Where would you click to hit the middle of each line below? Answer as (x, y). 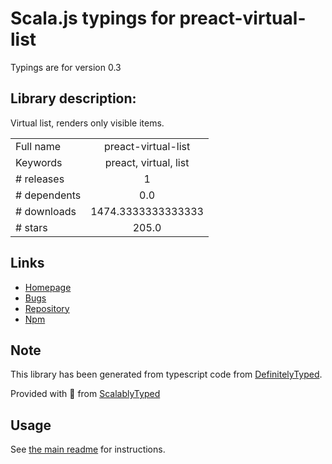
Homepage (48, 287)
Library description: (73, 98)
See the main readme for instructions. (88, 449)
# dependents (48, 195)
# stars (31, 227)
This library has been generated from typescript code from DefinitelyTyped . (166, 374)
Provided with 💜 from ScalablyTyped (85, 394)
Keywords (39, 162)
